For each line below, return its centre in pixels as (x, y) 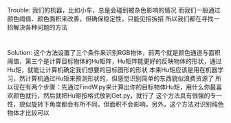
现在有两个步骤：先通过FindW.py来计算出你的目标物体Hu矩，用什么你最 (114, 87)
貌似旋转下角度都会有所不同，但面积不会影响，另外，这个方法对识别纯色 (121, 104)
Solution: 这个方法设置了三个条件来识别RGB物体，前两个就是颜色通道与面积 (114, 53)
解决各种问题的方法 (40, 27)
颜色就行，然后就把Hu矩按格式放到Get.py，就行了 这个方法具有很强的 (112, 96)
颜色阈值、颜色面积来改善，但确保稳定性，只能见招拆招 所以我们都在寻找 (110, 19)
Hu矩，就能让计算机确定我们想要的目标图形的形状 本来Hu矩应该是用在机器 (112, 70)
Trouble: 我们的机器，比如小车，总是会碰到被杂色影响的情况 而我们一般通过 (114, 10)
